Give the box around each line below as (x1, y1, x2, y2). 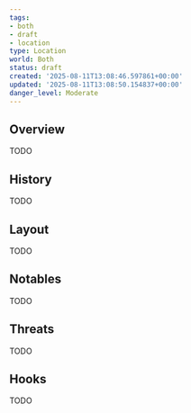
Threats (9, 321, 55, 337)
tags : (9, 13, 30, 22)
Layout (9, 221, 50, 237)
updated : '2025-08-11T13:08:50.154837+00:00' (9, 80, 183, 89)
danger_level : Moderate (9, 88, 99, 97)
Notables (9, 272, 62, 287)
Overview (9, 121, 66, 137)
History (9, 172, 52, 187)
